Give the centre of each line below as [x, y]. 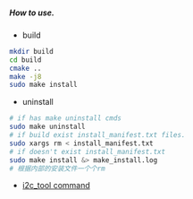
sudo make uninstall [48, 127]
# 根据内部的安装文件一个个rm [57, 169]
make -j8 [25, 76]
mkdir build [31, 51]
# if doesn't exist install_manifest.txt [88, 151]
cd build [25, 60]
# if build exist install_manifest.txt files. [97, 135]
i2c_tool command [56, 186]
